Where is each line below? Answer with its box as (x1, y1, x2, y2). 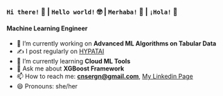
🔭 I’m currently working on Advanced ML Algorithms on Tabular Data (16, 39, 217, 48)
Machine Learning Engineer (6, 24, 88, 32)
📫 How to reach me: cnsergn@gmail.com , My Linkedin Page (16, 73, 193, 81)
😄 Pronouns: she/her (16, 82, 78, 90)
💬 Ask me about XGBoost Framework (16, 64, 125, 73)
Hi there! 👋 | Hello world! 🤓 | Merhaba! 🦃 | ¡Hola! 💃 (6, 7, 178, 17)
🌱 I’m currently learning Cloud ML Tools (16, 57, 131, 66)
